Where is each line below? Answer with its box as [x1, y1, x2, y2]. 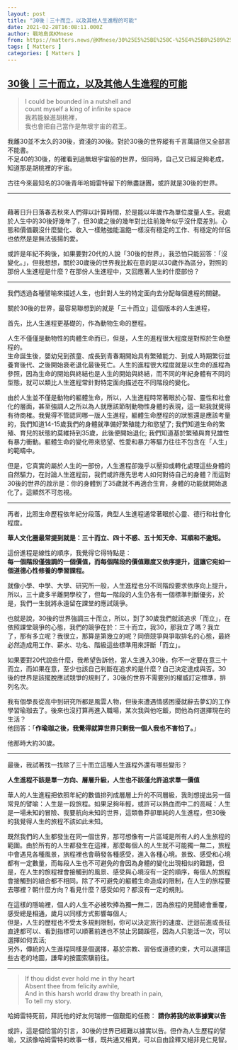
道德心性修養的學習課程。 [13, 566, 89, 574]
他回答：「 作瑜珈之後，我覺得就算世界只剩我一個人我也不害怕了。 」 [7, 724, 200, 732]
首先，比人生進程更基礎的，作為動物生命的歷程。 [7, 319, 150, 327]
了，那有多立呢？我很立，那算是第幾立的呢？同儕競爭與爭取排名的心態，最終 [7, 632, 231, 640]
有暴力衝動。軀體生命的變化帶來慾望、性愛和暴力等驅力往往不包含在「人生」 [7, 437, 231, 446]
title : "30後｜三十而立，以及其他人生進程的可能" [7, 17, 137, 24]
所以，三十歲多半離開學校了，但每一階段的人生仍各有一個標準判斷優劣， [7, 590, 218, 598]
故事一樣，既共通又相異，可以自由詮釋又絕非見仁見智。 [69, 1035, 231, 1044]
